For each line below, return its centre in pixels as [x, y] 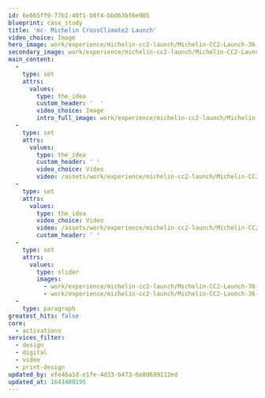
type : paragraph [49, 308]
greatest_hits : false [44, 316]
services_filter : [37, 338]
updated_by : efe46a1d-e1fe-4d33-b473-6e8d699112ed [93, 374]
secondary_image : [37, 52]
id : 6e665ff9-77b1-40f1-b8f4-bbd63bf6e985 [79, 15]
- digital [31, 353]
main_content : [32, 60]
